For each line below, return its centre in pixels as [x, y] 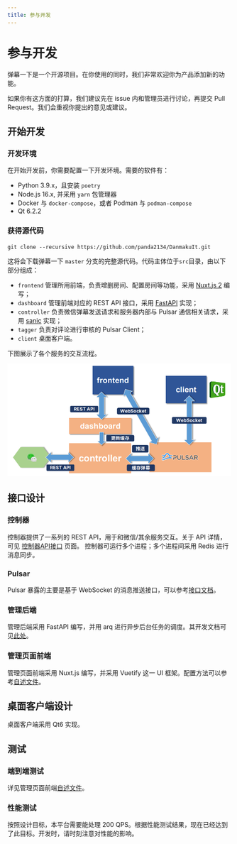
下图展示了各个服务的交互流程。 [54, 353]
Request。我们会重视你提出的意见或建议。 [69, 107]
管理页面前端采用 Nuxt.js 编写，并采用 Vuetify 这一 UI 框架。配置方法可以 [114, 673]
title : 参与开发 [29, 15]
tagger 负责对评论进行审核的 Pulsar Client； [82, 329]
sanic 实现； [44, 320]
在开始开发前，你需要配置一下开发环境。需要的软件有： [88, 170]
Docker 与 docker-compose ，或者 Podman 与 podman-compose [105, 203]
